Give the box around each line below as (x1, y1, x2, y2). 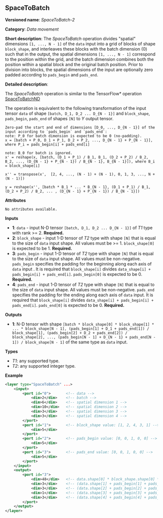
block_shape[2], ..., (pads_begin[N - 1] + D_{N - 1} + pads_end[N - (12, 335, 156, 339)
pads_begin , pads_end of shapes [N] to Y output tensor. (5, 115, 114, 121)
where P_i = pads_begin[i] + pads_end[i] (5, 142, 90, 147)
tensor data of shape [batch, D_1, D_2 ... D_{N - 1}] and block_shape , (5, 110, 150, 116)
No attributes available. (5, 207, 57, 212)
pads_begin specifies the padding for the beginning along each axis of (12, 261, 152, 267)
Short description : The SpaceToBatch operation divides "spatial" (5, 36, 136, 41)
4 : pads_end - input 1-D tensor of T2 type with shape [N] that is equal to (12, 282, 155, 287)
